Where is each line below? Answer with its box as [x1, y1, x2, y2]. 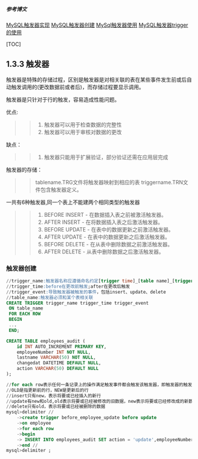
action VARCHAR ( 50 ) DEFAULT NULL [16, 366, 99, 372]
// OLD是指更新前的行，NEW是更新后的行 [6, 387, 89, 393]
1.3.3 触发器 [6, 59, 49, 69]
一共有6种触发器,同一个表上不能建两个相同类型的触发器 [6, 198, 140, 206]
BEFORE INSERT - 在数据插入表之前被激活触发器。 [44, 211, 167, 218]
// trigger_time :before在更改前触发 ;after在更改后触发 [6, 284, 130, 289]
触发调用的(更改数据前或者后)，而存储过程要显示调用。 [11, 83, 144, 90]
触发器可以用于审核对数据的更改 [44, 128, 122, 135]
